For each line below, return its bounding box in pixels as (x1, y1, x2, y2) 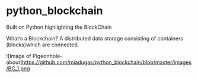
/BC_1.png (6, 65, 30, 72)
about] (6, 59, 23, 66)
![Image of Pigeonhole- (6, 52, 63, 59)
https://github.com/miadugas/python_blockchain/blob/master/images (21, 59, 191, 66)
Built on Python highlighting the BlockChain (6, 23, 112, 30)
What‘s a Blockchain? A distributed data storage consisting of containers (6, 35, 184, 42)
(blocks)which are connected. (6, 41, 79, 48)
